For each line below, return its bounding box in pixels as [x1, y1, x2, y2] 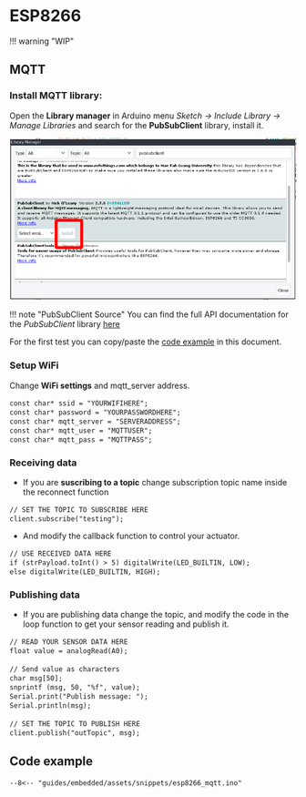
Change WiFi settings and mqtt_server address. [9, 380, 190, 391]
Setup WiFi [9, 359, 59, 372]
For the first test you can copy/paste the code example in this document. [9, 336, 282, 347]
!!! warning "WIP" [9, 36, 75, 46]
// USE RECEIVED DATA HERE [9, 549, 112, 558]
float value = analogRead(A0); [9, 647, 128, 656]
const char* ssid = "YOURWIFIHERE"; [9, 398, 148, 408]
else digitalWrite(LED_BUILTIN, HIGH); [9, 567, 161, 577]
